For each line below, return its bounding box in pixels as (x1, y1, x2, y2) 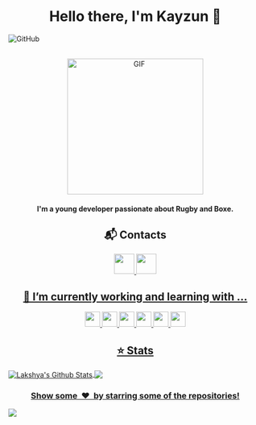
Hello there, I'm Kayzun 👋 (49, 7, 221, 26)
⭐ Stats (116, 344, 155, 357)
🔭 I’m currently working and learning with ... (23, 290, 248, 303)
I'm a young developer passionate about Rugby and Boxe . (36, 204, 234, 213)
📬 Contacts (104, 228, 167, 241)
